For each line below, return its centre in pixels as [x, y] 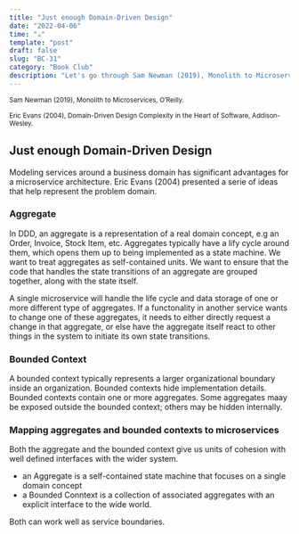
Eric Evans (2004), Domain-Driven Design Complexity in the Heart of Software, [130, 115]
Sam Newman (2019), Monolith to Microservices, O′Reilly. [97, 100]
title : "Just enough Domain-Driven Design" [91, 17]
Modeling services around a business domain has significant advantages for [149, 172]
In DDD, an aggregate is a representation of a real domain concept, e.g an [144, 234]
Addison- [266, 115]
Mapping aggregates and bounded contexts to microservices [144, 431]
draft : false [33, 51]
